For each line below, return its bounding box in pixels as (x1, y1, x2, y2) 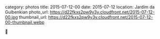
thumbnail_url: (18, 14, 48, 20)
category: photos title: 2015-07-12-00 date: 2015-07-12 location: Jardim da (5, 4, 155, 10)
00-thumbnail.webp (5, 19, 45, 25)
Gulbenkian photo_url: (5, 9, 49, 15)
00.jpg (5, 14, 18, 20)
